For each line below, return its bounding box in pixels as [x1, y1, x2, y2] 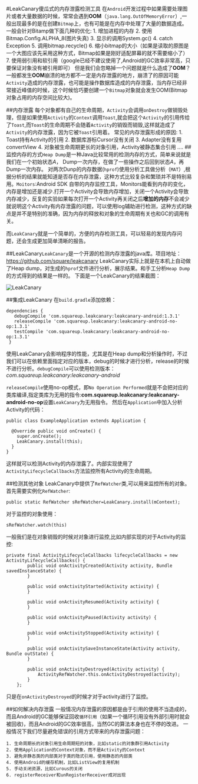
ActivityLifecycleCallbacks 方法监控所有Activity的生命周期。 [6, 467, 155, 475]
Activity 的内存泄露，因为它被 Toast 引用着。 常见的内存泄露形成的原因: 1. [6, 129, 183, 135]
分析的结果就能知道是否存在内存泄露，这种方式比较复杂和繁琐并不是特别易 [11, 173, 192, 180]
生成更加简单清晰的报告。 [26, 237, 89, 244]
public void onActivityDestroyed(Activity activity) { [27, 666, 165, 672]
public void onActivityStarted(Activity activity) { [27, 583, 160, 589]
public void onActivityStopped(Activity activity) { [27, 630, 160, 636]
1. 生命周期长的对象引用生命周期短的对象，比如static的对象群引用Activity [6, 741, 170, 747]
